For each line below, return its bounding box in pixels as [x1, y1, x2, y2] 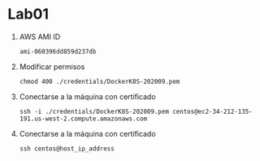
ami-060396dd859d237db [19, 47, 97, 55]
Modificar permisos [19, 62, 85, 72]
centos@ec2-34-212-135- [172, 107, 253, 115]
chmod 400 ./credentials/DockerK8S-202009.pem [19, 77, 180, 85]
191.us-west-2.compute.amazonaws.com [19, 115, 148, 123]
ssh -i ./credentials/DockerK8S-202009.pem [19, 107, 170, 115]
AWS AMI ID [19, 32, 61, 41]
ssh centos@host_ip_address [19, 144, 115, 153]
